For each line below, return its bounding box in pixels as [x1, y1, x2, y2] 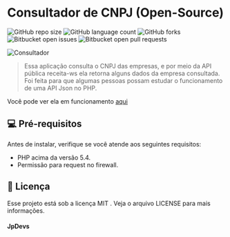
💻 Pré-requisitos [7, 118, 82, 130]
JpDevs [7, 222, 30, 231]
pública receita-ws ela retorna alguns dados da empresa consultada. [23, 69, 220, 77]
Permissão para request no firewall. [17, 160, 119, 169]
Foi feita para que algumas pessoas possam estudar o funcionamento [23, 76, 223, 84]
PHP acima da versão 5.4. [17, 153, 91, 162]
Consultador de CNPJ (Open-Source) [7, 5, 224, 21]
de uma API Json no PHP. [23, 84, 97, 92]
